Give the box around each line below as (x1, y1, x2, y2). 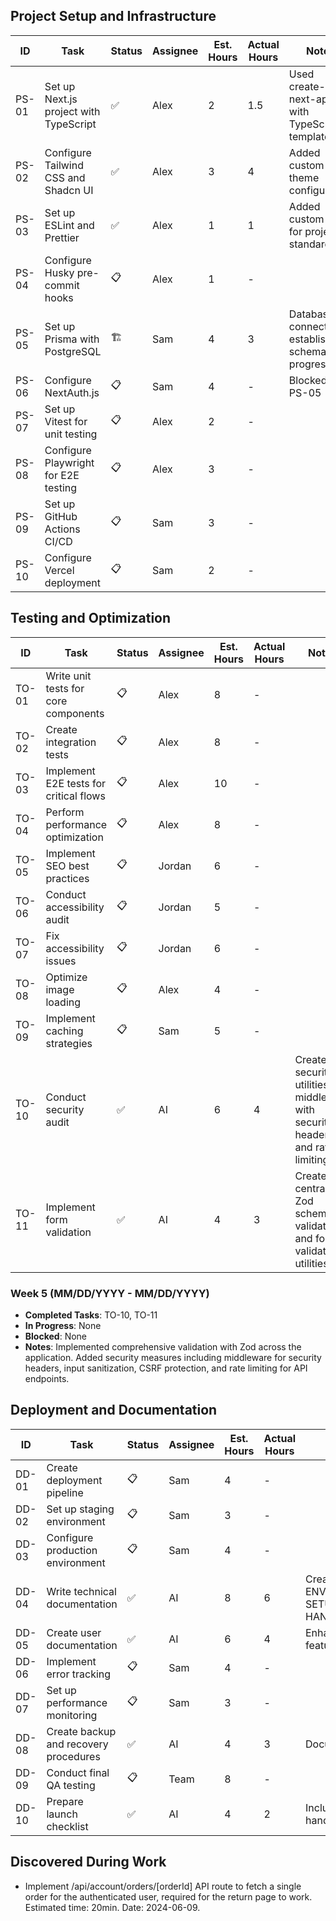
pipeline (46, 1485, 84, 1499)
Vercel (44, 563, 75, 577)
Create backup (46, 1724, 117, 1738)
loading (45, 995, 82, 1009)
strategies (45, 1036, 93, 1050)
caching (45, 1024, 84, 1038)
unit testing (44, 427, 98, 441)
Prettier (44, 230, 80, 244)
